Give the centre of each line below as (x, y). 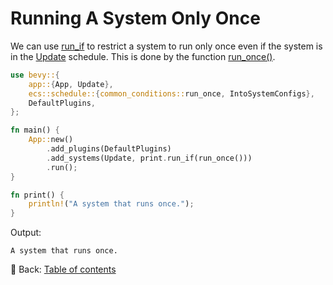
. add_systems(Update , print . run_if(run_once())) (149, 158)
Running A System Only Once (135, 18)
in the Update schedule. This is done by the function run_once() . (143, 56)
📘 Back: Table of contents (63, 269)
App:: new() (51, 140)
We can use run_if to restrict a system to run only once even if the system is (166, 46)
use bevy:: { (35, 75)
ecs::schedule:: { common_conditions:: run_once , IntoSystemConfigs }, (171, 93)
